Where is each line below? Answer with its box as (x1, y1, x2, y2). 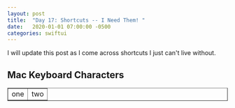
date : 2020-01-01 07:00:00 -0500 (7, 23, 111, 30)
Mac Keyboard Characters (7, 69, 124, 81)
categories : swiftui (7, 29, 68, 37)
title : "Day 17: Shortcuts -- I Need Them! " (7, 17, 145, 24)
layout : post (7, 10, 45, 17)
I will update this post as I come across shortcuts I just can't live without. (7, 49, 216, 57)
